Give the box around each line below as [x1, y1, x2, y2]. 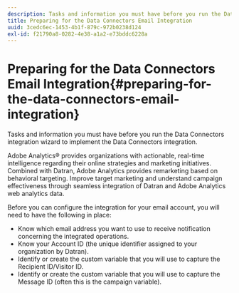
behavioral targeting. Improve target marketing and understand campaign [7, 174, 223, 183]
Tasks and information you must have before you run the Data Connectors [7, 130, 225, 139]
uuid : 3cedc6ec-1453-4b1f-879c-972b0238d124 [7, 24, 142, 31]
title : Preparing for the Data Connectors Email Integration [7, 17, 193, 24]
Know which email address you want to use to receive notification [17, 225, 211, 233]
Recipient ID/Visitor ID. [17, 262, 84, 271]
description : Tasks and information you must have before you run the [7, 10, 221, 18]
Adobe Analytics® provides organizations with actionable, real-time [7, 151, 205, 160]
